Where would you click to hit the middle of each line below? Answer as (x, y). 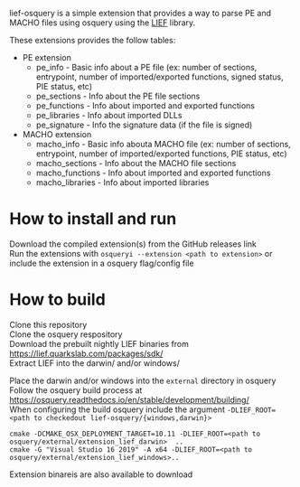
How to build (57, 300)
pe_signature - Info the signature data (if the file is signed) (144, 125)
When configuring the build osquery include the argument (117, 409)
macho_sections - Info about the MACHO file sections (136, 163)
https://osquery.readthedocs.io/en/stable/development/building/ (130, 399)
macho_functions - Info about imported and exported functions (153, 173)
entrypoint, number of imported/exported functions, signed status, (160, 77)
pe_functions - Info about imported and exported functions (145, 106)
